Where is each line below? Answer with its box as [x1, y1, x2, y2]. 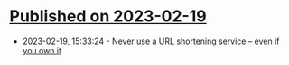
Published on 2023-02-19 [9, 6, 207, 27]
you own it [22, 45, 61, 55]
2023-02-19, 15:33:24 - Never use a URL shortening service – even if [22, 36, 280, 46]
